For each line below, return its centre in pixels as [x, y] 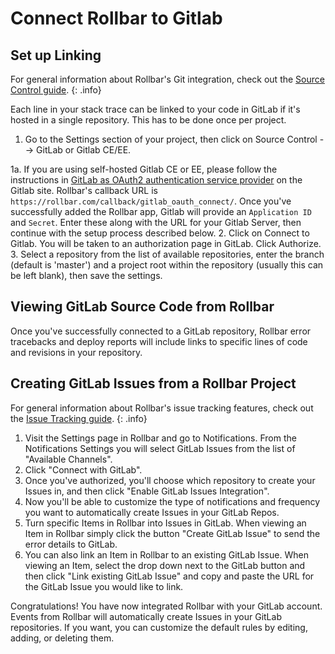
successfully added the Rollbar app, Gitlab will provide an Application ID [161, 211]
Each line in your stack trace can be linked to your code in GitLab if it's [155, 109]
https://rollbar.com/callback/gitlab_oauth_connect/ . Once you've [151, 201]
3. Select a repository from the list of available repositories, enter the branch [167, 254]
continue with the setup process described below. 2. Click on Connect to [160, 233]
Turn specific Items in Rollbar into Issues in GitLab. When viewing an [165, 523]
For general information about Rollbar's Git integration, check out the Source [167, 79]
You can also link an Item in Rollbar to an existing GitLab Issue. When [166, 554]
